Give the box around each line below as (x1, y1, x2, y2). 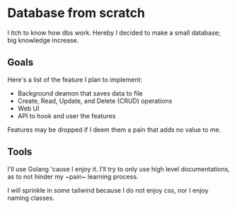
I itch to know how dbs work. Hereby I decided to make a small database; (7, 28, 221, 37)
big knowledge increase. (7, 35, 79, 44)
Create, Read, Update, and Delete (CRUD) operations (17, 96, 173, 105)
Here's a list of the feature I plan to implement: (7, 75, 143, 84)
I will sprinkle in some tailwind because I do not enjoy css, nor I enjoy (7, 186, 209, 194)
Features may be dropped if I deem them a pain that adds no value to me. (7, 125, 221, 134)
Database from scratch (7, 5, 145, 21)
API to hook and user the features (17, 111, 116, 120)
